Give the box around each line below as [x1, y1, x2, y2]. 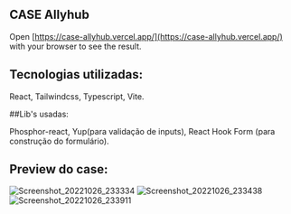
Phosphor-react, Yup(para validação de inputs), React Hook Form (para [9, 126, 276, 136]
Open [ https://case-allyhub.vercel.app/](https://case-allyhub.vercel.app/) [9, 31, 283, 42]
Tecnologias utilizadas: [9, 67, 143, 82]
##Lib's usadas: [9, 108, 70, 119]
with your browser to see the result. [9, 41, 142, 51]
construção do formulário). [9, 135, 110, 146]
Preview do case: [9, 162, 108, 177]
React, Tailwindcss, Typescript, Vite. [9, 90, 145, 102]
